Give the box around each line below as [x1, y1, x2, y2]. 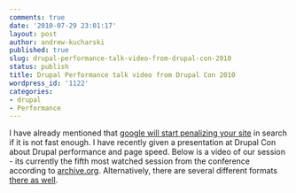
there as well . [9, 174, 58, 186]
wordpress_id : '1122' [9, 79, 90, 88]
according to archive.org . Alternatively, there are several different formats [9, 166, 277, 176]
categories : [9, 87, 53, 96]
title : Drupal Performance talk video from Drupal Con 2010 [9, 71, 237, 80]
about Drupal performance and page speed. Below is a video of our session [9, 147, 286, 158]
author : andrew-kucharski [9, 37, 105, 47]
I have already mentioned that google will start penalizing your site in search [9, 127, 288, 138]
